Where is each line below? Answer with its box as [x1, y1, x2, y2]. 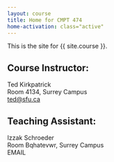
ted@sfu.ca [7, 95, 40, 104]
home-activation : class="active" [7, 23, 104, 30]
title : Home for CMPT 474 [7, 17, 82, 24]
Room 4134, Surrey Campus [7, 88, 88, 96]
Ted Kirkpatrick [7, 80, 51, 89]
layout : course [7, 10, 51, 17]
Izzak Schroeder [7, 134, 54, 142]
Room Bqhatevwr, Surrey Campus [7, 141, 104, 149]
